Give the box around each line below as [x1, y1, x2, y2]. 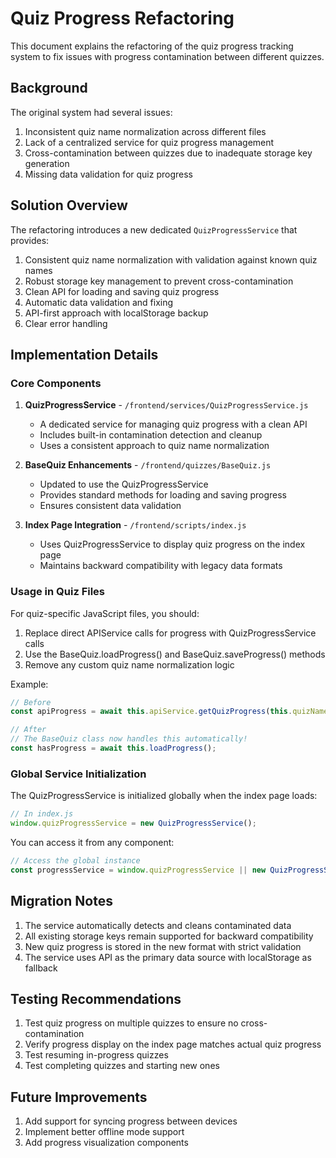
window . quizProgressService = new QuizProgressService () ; [10, 818, 257, 829]
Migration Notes [10, 893, 113, 910]
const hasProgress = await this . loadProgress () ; [10, 743, 217, 754]
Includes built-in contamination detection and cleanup [39, 429, 263, 441]
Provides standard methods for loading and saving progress [39, 489, 287, 501]
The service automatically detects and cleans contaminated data [24, 919, 292, 931]
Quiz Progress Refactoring [10, 7, 235, 30]
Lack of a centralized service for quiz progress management [24, 136, 275, 148]
